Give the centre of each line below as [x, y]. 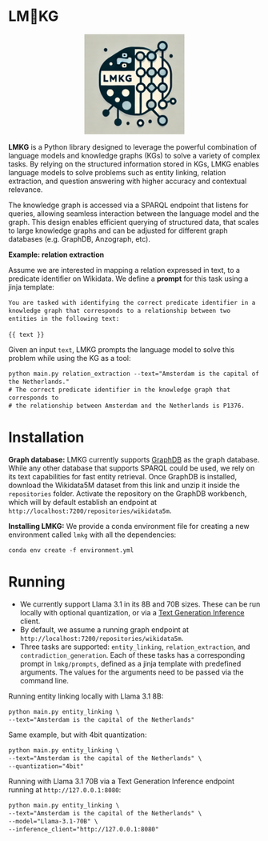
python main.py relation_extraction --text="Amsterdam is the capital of [134, 374]
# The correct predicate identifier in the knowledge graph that [119, 390]
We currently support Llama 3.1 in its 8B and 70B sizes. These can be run [140, 604]
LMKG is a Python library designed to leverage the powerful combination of [133, 146]
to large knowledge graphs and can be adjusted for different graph [118, 230]
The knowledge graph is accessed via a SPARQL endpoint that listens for [128, 205]
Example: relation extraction [56, 254]
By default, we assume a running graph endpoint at [104, 629]
